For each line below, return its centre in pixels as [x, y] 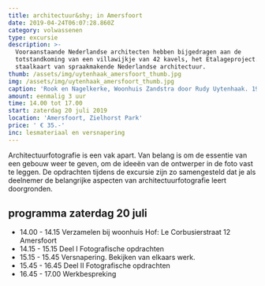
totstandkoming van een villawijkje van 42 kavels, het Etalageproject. [137, 60]
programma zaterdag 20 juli [78, 214]
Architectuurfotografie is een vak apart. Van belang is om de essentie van [128, 155]
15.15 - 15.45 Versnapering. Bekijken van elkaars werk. [107, 258]
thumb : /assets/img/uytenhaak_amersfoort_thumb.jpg [95, 74]
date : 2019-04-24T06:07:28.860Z [61, 23]
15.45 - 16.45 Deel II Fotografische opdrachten [95, 266]
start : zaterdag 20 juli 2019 [58, 111]
